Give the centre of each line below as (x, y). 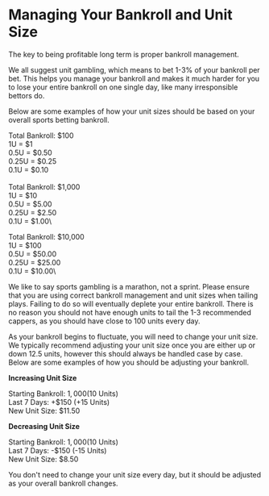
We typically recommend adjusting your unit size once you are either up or (132, 345)
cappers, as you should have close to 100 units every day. (104, 321)
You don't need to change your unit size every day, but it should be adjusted (135, 474)
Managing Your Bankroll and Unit (120, 15)
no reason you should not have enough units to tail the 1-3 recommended (130, 312)
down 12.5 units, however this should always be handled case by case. (126, 353)
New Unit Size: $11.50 (44, 411)
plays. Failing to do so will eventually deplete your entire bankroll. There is (131, 303)
